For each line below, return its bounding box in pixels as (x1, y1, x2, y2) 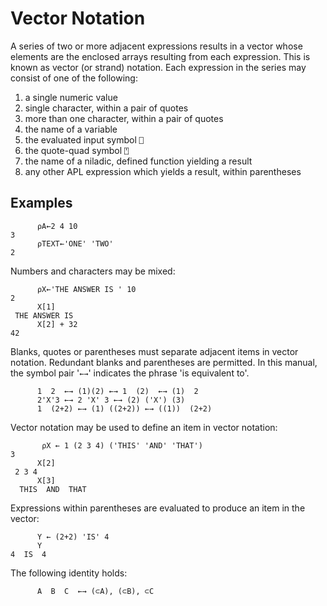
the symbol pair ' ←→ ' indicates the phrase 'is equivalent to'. (10, 367, 250, 379)
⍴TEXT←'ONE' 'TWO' (36, 238, 114, 249)
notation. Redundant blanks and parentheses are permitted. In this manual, (10, 356, 318, 368)
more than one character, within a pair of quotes (24, 112, 224, 124)
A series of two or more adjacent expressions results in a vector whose (10, 40, 303, 52)
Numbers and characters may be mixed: (10, 265, 176, 277)
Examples (10, 195, 73, 212)
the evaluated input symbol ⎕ (24, 133, 144, 146)
